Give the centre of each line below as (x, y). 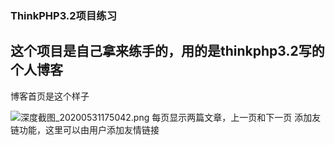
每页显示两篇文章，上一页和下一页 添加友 (236, 117)
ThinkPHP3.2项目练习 (64, 15)
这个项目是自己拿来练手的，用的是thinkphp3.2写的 (167, 51)
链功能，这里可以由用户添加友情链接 (85, 129)
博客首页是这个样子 (50, 96)
